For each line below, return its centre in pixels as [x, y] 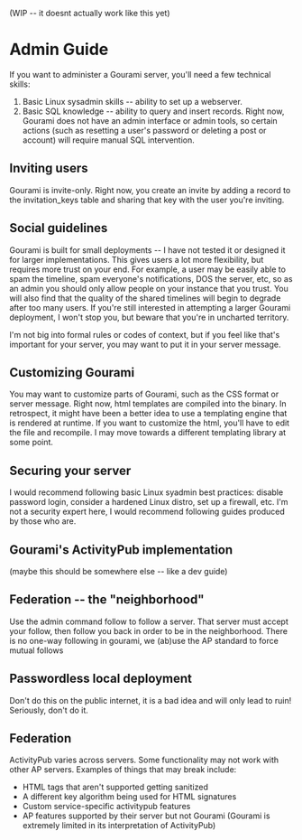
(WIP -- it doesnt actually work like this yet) [90, 13]
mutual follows [37, 650]
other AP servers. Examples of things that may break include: [123, 770]
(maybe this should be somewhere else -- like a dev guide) [119, 571]
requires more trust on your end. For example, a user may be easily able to [148, 269]
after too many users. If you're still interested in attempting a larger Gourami [150, 307]
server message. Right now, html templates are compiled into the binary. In [148, 404]
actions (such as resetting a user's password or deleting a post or [144, 130]
